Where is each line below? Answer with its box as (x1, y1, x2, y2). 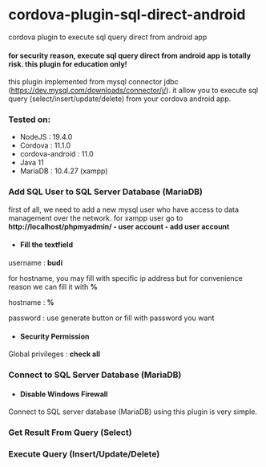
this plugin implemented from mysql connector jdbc (8, 77, 179, 87)
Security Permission (19, 331, 90, 341)
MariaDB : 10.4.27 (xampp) (19, 166, 108, 176)
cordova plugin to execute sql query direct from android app (8, 32, 208, 42)
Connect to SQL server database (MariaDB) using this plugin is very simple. (8, 407, 258, 416)
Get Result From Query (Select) (8, 427, 132, 438)
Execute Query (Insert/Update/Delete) (8, 449, 160, 460)
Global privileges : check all (8, 349, 101, 359)
